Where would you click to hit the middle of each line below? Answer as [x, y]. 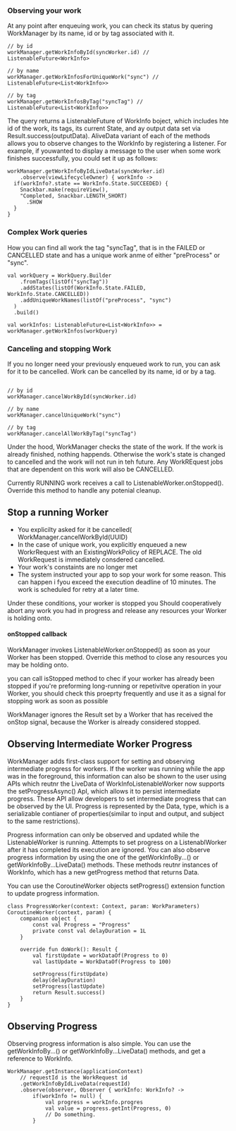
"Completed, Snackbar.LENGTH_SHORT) [74, 196]
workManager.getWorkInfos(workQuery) [63, 331]
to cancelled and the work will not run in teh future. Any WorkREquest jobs [115, 462]
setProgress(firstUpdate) [71, 974]
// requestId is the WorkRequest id [74, 1077]
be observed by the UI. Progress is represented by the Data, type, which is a [118, 806]
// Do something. [70, 1114]
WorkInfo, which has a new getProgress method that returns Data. [103, 872]
